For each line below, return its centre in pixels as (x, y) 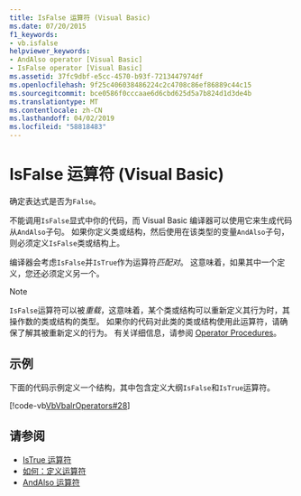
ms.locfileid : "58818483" (58, 127)
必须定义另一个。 (72, 273)
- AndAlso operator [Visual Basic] (76, 60)
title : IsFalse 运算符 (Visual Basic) (80, 18)
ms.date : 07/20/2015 (48, 26)
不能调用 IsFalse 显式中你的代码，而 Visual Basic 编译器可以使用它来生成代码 (151, 220)
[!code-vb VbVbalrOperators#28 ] (70, 405)
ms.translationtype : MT (54, 102)
